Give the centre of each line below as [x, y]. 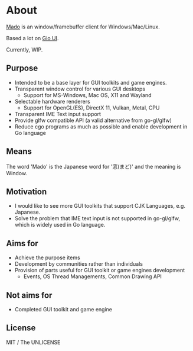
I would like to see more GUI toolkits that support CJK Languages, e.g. [100, 206]
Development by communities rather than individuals [79, 264]
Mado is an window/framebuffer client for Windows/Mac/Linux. [83, 27]
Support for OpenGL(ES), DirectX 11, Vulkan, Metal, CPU [91, 108]
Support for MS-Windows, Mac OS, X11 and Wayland [87, 95]
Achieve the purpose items [48, 257]
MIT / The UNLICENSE [33, 342]
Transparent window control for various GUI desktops [80, 89]
